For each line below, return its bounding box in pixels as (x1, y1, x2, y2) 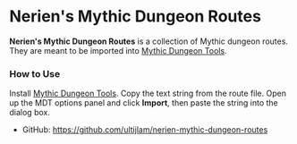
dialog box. (9, 107, 51, 118)
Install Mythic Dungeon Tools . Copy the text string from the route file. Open (9, 88, 286, 99)
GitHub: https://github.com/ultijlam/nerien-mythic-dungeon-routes (21, 124, 268, 135)
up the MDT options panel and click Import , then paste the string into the (9, 97, 279, 108)
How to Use (9, 67, 61, 80)
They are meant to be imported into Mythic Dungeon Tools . (9, 45, 227, 55)
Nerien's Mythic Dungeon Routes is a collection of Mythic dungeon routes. (9, 36, 289, 47)
